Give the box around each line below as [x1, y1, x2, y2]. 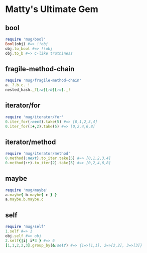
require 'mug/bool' [5, 37, 46, 42]
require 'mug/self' [5, 224, 46, 229]
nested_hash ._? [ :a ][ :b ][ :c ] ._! [5, 87, 71, 92]
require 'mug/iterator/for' [5, 114, 64, 119]
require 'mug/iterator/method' [5, 151, 71, 156]
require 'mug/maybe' [5, 187, 49, 193]
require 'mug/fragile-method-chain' [5, 78, 82, 83]
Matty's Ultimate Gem [5, 4, 99, 15]
